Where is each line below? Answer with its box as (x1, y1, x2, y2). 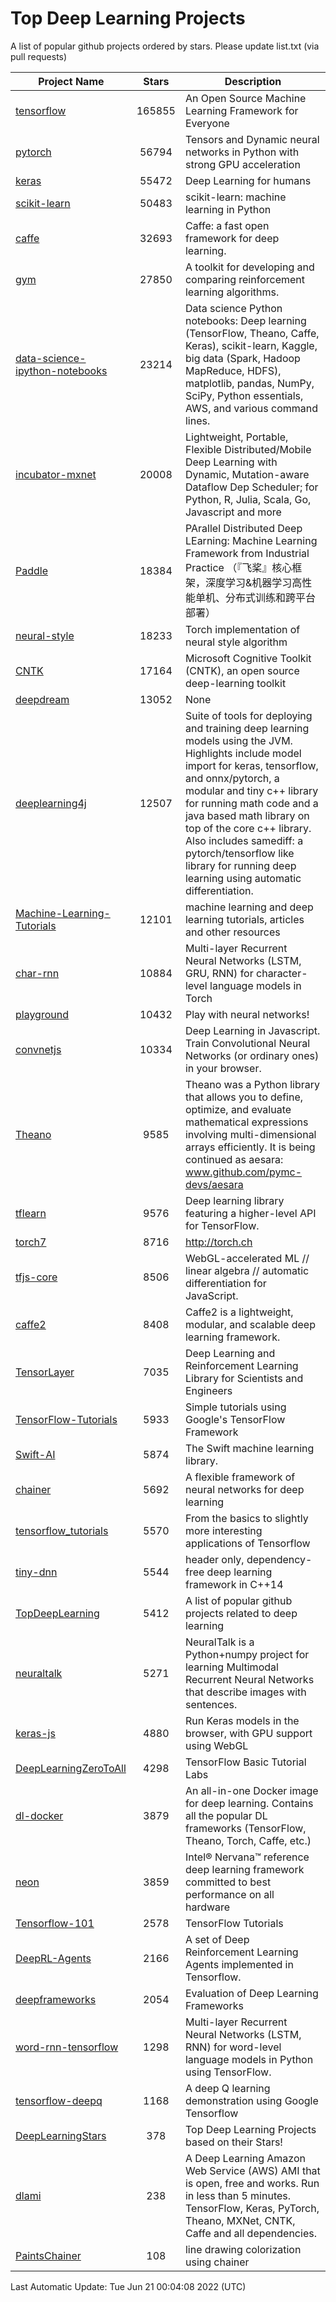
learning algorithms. (184, 285, 280, 299)
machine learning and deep (184, 900, 314, 914)
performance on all (184, 1887, 275, 1901)
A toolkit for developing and (184, 260, 315, 274)
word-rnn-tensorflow (15, 2040, 119, 2054)
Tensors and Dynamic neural (184, 132, 320, 146)
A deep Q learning (184, 2081, 271, 2095)
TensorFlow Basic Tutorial (184, 1755, 307, 1769)
